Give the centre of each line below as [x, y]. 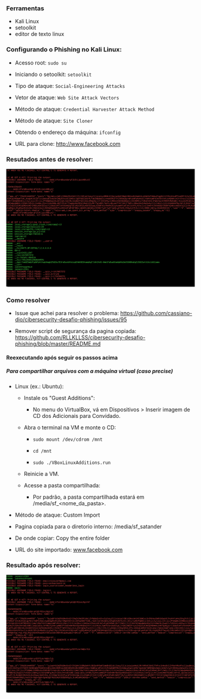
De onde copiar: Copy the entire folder [62, 538]
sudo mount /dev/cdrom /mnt [68, 439]
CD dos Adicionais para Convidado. [77, 416]
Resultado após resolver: [43, 565]
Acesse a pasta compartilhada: [62, 485]
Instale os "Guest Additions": [59, 398]
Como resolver [28, 300]
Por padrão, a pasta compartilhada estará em [89, 497]
